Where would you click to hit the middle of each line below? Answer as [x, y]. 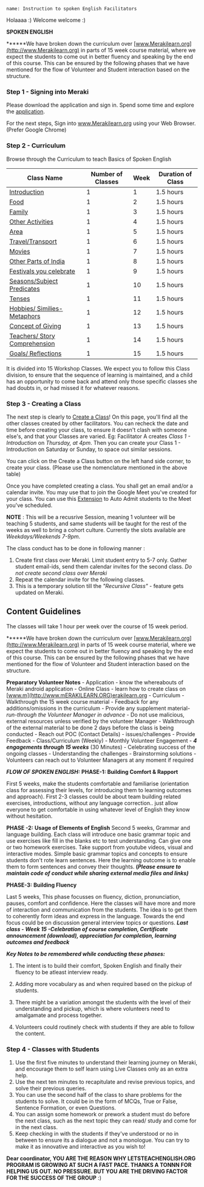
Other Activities [31, 221]
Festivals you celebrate [42, 271]
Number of [107, 174]
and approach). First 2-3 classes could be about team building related [93, 796]
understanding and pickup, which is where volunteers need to [92, 1008]
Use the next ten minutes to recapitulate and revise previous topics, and [105, 1082]
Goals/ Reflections [36, 353]
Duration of [175, 174]
